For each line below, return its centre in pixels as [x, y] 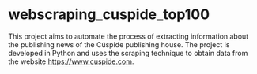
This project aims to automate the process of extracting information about [128, 36]
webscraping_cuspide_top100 [109, 15]
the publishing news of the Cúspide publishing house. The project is [119, 44]
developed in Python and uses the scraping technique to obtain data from [128, 53]
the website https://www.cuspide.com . [71, 61]
